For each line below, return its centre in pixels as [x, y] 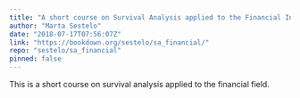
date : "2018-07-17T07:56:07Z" [66, 34]
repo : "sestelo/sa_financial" [66, 51]
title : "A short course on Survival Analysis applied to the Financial [145, 17]
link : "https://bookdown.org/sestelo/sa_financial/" [109, 42]
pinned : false [36, 59]
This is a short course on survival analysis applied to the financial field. [139, 84]
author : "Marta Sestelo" [55, 26]
